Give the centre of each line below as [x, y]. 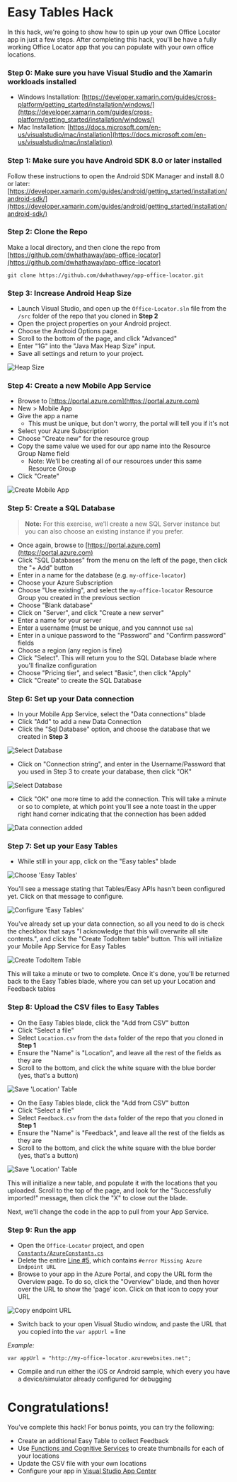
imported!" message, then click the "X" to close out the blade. [98, 1197]
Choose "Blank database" [55, 605]
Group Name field [43, 454]
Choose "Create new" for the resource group [83, 439]
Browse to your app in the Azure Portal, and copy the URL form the [115, 1274]
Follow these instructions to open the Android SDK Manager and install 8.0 [116, 176]
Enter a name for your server [59, 620]
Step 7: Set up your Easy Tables [63, 846]
